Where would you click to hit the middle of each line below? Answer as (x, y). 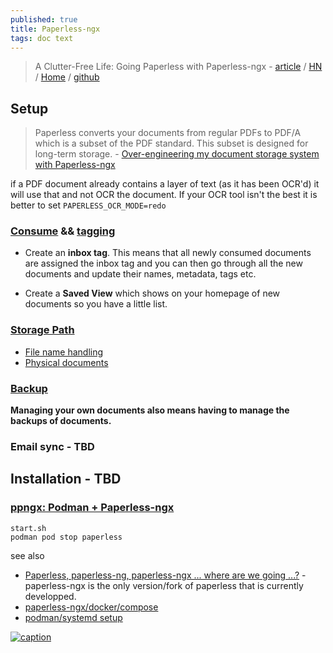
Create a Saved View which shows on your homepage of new (152, 293)
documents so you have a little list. (96, 304)
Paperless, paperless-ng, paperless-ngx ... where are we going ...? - (165, 575)
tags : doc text (42, 38)
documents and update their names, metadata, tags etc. (140, 274)
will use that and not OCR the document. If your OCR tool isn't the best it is (164, 195)
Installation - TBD (66, 479)
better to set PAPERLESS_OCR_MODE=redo (88, 205)
